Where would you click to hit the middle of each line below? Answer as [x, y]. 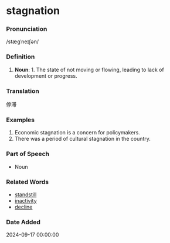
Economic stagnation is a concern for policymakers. [77, 133]
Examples [21, 120]
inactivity [25, 200]
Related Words [27, 182]
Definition [21, 57]
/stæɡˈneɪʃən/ [23, 41]
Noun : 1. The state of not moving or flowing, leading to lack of [89, 70]
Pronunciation [27, 29]
